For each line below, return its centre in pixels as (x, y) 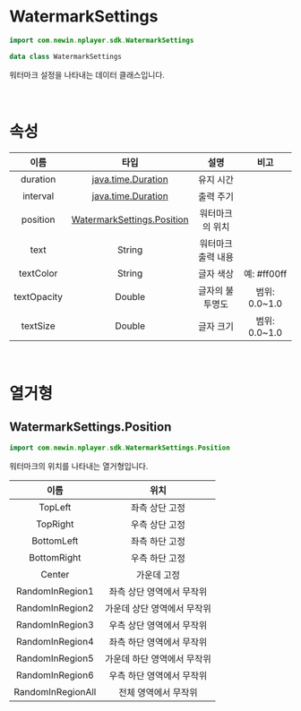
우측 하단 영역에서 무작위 (158, 675)
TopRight (55, 524)
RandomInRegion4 (55, 641)
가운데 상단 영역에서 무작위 (158, 608)
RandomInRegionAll (55, 691)
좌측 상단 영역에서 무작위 (158, 591)
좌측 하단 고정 (158, 541)
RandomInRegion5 (55, 658)
